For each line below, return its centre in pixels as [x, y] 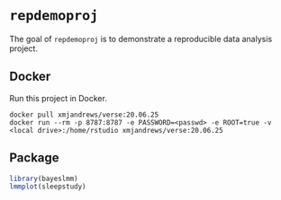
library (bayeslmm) [44, 178]
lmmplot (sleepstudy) [48, 187]
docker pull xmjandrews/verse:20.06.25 [84, 115]
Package [35, 158]
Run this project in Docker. [59, 98]
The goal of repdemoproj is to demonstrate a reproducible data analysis [141, 39]
